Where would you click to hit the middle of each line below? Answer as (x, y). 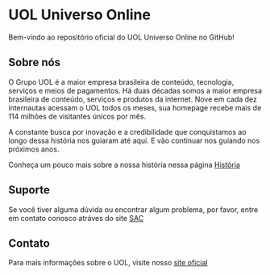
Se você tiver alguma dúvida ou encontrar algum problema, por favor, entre (133, 209)
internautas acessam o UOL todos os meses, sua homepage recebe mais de (135, 107)
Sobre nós (35, 62)
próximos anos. (34, 149)
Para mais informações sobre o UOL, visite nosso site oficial (108, 263)
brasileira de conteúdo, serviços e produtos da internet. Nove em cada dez (133, 99)
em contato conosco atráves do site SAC (76, 218)
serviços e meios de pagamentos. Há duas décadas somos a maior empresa (135, 90)
